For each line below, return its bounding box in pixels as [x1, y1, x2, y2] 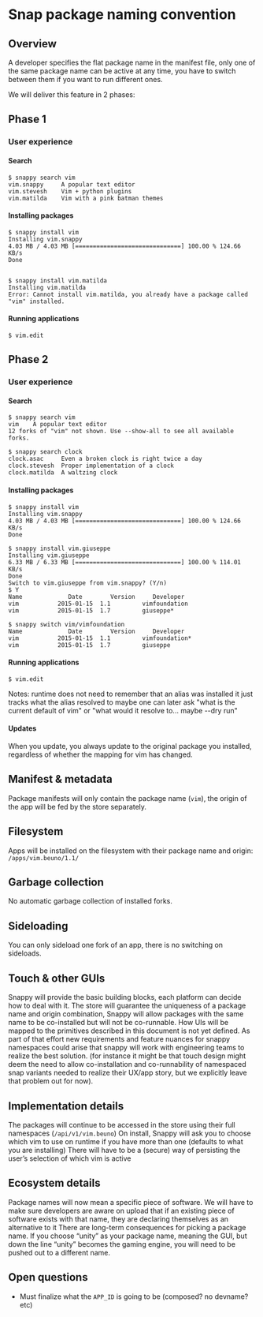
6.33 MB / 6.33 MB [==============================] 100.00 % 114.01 [8, 558, 242, 566]
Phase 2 [8, 353, 49, 366]
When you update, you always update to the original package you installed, [8, 742, 252, 751]
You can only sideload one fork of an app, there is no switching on [8, 941, 223, 950]
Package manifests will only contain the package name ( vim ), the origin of [8, 793, 248, 803]
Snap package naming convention [8, 6, 236, 24]
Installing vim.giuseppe [8, 551, 90, 559]
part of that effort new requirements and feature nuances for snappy [8, 1035, 231, 1044]
